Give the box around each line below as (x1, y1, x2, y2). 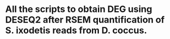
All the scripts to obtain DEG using (5, 3, 152, 15)
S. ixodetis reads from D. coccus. (5, 25, 147, 36)
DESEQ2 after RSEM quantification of (5, 14, 165, 25)
